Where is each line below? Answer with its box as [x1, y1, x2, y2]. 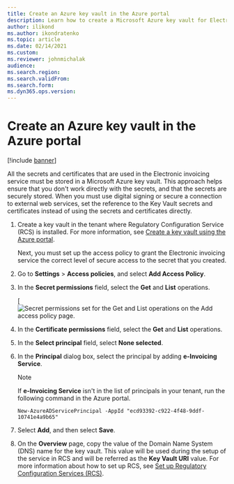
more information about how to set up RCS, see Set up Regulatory [17, 462, 207, 470]
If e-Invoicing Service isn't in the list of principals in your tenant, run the [17, 387, 225, 395]
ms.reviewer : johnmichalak [7, 56, 86, 63]
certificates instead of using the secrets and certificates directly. [7, 207, 193, 215]
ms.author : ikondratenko [7, 29, 79, 37]
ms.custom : [7, 50, 39, 57]
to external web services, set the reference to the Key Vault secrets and [7, 200, 213, 208]
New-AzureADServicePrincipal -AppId [17, 408, 124, 415]
